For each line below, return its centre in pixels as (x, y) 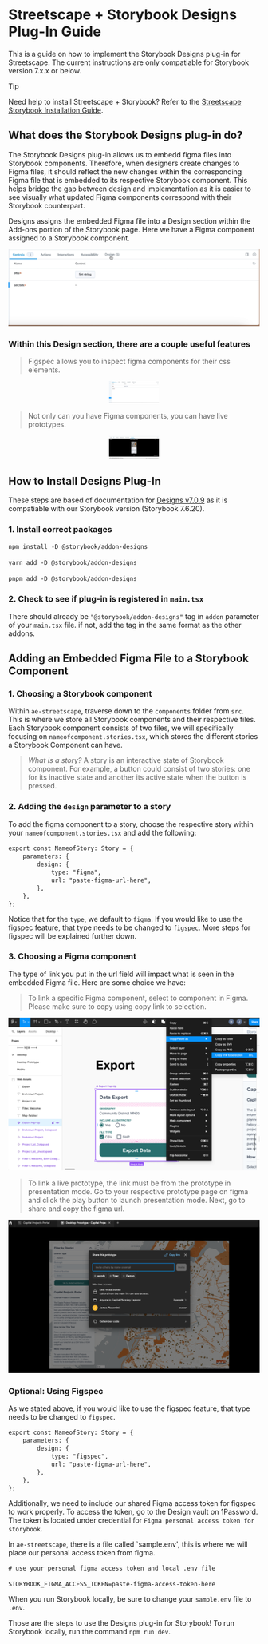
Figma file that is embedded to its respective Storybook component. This (128, 180)
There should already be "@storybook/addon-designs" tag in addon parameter (134, 616)
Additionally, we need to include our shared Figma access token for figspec (132, 1503)
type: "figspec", (80, 1457)
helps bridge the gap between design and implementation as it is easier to (130, 189)
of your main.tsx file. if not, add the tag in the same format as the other (125, 625)
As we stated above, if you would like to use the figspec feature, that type (129, 1408)
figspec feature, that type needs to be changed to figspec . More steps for (130, 927)
